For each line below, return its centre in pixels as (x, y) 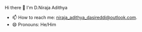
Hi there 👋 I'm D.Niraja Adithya (36, 8)
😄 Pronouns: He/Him (34, 24)
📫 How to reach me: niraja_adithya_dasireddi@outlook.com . (75, 17)
